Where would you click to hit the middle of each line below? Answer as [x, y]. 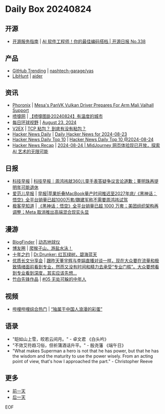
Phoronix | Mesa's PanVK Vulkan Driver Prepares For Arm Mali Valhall [83, 105]
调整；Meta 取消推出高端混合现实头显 [51, 212]
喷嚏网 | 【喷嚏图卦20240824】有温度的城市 [57, 116]
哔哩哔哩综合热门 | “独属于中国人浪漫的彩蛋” [57, 309]
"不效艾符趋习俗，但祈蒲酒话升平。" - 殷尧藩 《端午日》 [69, 345]
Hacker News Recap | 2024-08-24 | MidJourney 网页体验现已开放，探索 [86, 145]
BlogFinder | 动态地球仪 [36, 242]
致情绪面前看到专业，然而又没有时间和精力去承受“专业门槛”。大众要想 [83, 267]
